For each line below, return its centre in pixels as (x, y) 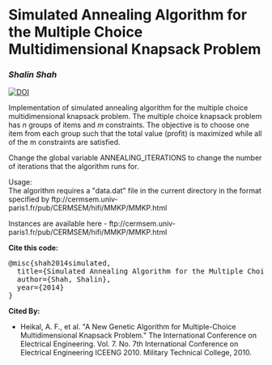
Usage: (20, 182)
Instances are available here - (58, 223)
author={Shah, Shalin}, (64, 280)
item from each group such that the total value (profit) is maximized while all (135, 134)
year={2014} (40, 288)
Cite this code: (34, 248)
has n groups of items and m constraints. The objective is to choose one (129, 125)
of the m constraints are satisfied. (64, 142)
